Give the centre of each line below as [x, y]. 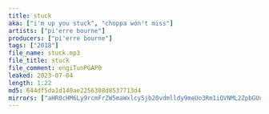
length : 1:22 [30, 83]
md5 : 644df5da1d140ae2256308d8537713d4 [75, 90]
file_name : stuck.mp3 [44, 53]
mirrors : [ [26, 98]
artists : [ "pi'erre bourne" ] [57, 31]
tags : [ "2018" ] [34, 46]
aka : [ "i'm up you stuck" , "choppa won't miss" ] [91, 23]
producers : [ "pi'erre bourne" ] [60, 38]
